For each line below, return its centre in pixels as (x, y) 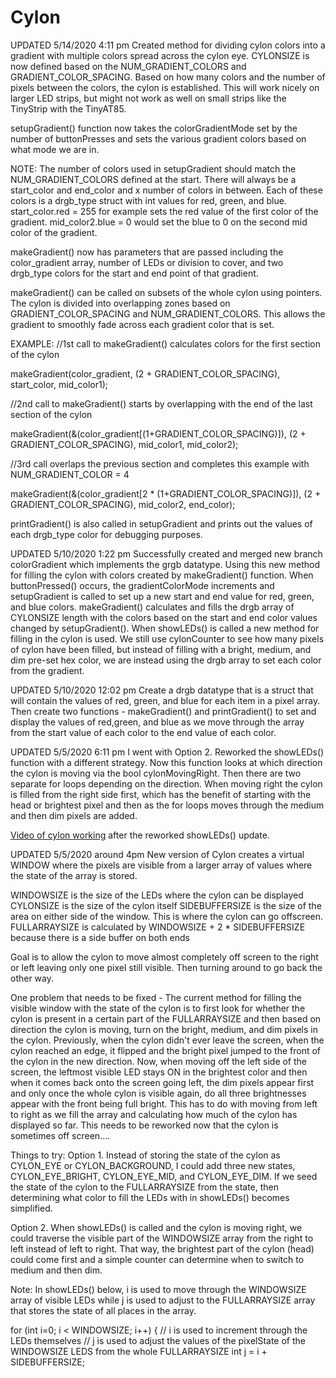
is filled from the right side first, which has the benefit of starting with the (161, 794)
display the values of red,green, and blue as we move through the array (157, 722)
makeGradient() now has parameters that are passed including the (147, 252)
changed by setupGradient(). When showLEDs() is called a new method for (165, 628)
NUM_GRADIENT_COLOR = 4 (70, 474)
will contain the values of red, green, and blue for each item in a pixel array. (165, 700)
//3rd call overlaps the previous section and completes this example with (160, 463)
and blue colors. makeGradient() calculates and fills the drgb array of (152, 607)
